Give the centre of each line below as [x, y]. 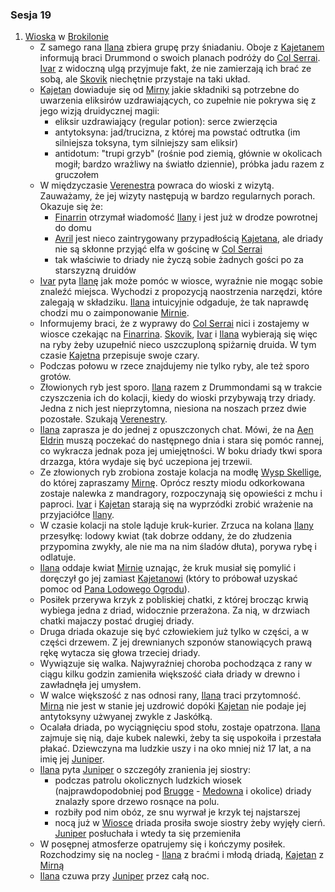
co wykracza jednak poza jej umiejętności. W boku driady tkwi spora [181, 451]
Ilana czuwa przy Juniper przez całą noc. [124, 876]
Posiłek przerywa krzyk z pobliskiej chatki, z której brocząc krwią [174, 600]
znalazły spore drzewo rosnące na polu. [137, 802]
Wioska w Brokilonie [66, 37]
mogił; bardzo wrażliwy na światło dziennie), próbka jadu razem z [189, 164]
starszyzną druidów [95, 270]
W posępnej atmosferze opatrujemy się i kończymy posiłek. [162, 844]
